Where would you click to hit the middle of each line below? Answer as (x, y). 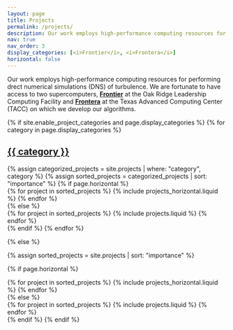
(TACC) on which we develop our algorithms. (72, 108)
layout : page (26, 14)
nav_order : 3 (26, 46)
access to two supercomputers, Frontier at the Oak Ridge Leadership (107, 94)
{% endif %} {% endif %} (44, 320)
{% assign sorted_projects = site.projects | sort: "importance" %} (101, 255)
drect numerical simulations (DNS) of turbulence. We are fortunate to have (114, 86)
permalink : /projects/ (40, 27)
